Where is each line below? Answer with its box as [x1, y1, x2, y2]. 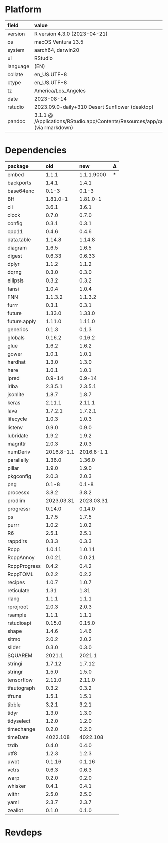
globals [7, 334, 25, 341]
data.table [7, 236, 31, 243]
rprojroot [7, 603, 28, 610]
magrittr [7, 440, 26, 447]
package [7, 162, 29, 169]
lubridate [7, 432, 29, 439]
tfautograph [7, 684, 35, 691]
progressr [7, 505, 31, 512]
